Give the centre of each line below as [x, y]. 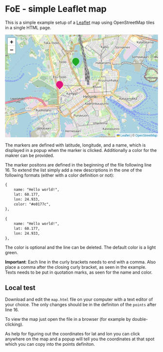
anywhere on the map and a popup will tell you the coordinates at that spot [80, 339]
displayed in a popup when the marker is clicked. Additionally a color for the [81, 150]
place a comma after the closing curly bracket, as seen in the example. [76, 267]
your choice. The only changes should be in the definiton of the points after [81, 305]
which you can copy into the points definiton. [50, 344]
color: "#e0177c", [32, 204]
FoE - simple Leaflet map [56, 9]
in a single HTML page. [28, 27]
